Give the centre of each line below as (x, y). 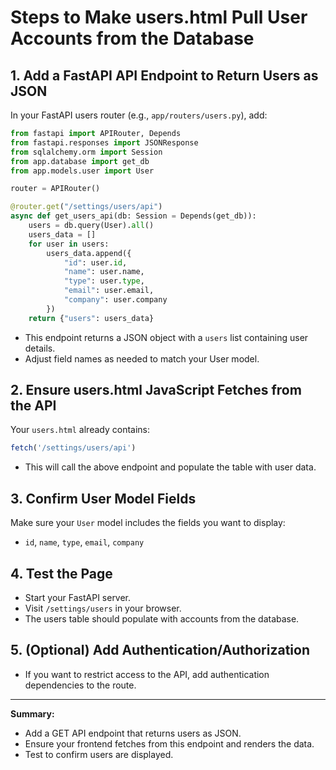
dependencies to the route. (80, 685)
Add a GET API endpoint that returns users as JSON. (133, 733)
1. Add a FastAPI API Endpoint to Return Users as (164, 75)
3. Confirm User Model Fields (103, 498)
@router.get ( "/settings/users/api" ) (86, 207)
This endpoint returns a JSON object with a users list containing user (166, 337)
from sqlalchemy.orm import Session (86, 152)
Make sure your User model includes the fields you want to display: (148, 523)
